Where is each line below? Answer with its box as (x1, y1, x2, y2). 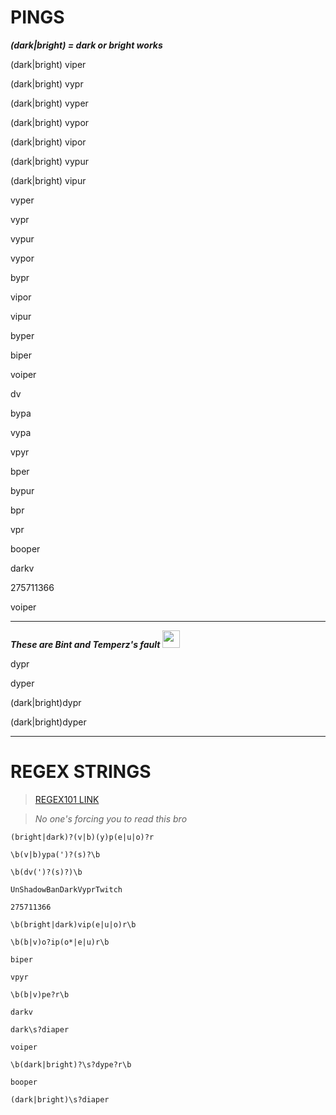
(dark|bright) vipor (10, 136, 87, 148)
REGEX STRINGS (10, 761, 152, 783)
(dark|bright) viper (10, 58, 87, 70)
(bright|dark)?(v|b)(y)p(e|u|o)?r (10, 832, 155, 842)
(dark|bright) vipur (10, 174, 87, 186)
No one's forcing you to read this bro (34, 812, 188, 825)
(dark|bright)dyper (10, 716, 87, 728)
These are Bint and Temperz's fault (10, 638, 161, 650)
